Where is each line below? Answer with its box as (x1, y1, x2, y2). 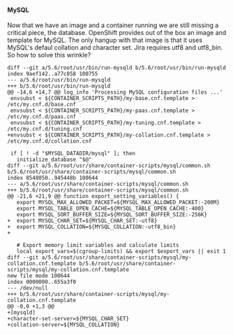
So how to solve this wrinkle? (7, 51, 91, 59)
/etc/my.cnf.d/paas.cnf (7, 113, 77, 120)
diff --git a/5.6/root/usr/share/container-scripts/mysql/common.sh (7, 162, 211, 169)
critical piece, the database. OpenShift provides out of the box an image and (7, 29, 227, 37)
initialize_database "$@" (16, 156, 92, 164)
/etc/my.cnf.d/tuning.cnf (7, 126, 82, 133)
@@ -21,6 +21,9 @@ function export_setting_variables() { (7, 193, 179, 200)
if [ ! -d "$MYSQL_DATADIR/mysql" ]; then (10, 150, 136, 157)
